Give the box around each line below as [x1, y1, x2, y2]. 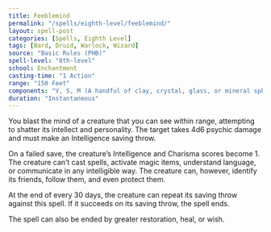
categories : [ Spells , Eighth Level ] [8, 34, 131, 43]
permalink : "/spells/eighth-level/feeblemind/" [8, 19, 172, 27]
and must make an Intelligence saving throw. [8, 134, 156, 143]
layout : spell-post [8, 27, 74, 35]
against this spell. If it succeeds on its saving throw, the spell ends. [8, 199, 230, 209]
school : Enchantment [8, 64, 78, 72]
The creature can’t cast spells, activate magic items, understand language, [8, 158, 256, 168]
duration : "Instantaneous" [8, 94, 99, 102]
